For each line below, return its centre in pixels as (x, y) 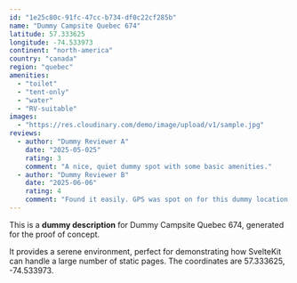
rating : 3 (44, 158)
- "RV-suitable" (47, 109)
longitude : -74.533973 (51, 42)
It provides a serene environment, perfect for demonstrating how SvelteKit (145, 251)
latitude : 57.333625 (48, 34)
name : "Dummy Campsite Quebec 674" (75, 26)
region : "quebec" (41, 68)
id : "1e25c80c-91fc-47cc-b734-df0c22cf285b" (93, 17)
